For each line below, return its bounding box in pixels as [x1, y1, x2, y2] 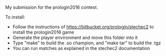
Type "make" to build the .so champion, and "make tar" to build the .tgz [12, 40, 161, 46]
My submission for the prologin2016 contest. [5, 5, 98, 10]
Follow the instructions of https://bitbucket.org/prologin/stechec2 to [12, 24, 154, 30]
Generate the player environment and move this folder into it [12, 35, 138, 40]
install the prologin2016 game [12, 29, 74, 35]
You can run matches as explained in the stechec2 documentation [12, 45, 150, 51]
